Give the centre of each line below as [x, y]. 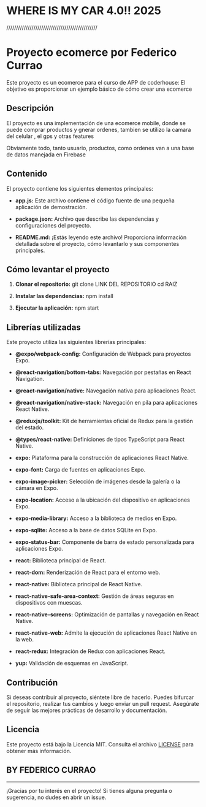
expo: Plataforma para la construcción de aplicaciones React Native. [102, 458]
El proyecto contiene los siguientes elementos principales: [80, 188]
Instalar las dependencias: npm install [64, 296]
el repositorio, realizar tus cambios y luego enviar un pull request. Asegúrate [103, 703]
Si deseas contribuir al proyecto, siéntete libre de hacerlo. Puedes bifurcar [100, 697]
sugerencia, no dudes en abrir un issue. [56, 797]
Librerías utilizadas [44, 327]
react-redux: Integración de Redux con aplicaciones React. [90, 651]
